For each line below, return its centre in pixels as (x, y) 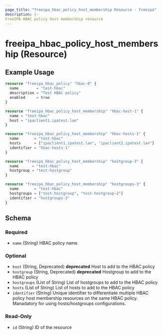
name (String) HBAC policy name (45, 243)
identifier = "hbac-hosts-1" (40, 148)
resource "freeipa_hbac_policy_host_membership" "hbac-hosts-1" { (75, 134)
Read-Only (19, 317)
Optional (16, 256)
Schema (18, 218)
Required (16, 232)
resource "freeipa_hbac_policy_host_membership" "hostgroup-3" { (74, 161)
